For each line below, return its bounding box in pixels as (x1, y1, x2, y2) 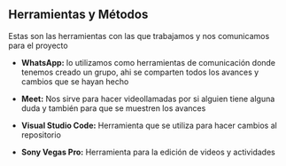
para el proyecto (8, 40, 68, 51)
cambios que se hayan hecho (20, 75, 129, 87)
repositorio (20, 129, 61, 140)
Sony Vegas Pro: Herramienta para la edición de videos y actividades (20, 146, 275, 157)
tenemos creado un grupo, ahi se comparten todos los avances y (20, 67, 259, 77)
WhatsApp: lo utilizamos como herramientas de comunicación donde (20, 57, 276, 67)
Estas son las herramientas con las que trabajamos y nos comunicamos (8, 30, 270, 41)
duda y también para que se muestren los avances (20, 102, 206, 114)
